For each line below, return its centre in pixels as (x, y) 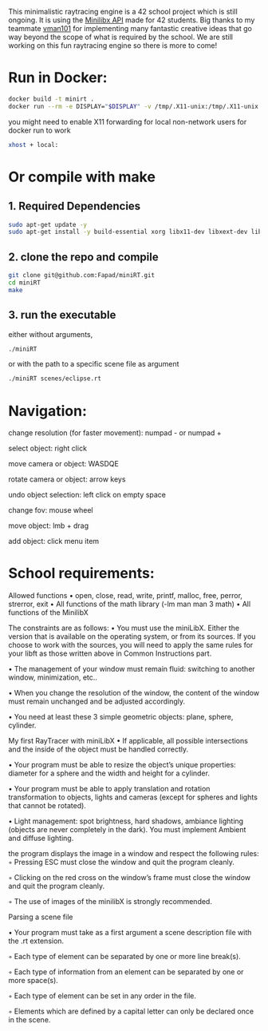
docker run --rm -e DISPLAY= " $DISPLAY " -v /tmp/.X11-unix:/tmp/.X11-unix (134, 106)
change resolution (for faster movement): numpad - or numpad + (115, 433)
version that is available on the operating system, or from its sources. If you (132, 636)
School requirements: (82, 573)
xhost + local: (33, 145)
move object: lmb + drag (49, 525)
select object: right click (48, 448)
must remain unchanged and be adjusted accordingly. (97, 701)
